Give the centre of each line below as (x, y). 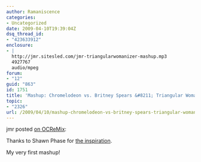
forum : (14, 73)
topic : (14, 101)
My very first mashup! (33, 152)
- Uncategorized (26, 23)
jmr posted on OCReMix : (36, 129)
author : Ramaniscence (33, 12)
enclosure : (20, 46)
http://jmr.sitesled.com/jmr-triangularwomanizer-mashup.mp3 (89, 56)
